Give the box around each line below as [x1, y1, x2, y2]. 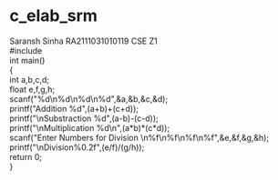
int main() [9, 55, 46, 65]
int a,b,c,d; [9, 74, 50, 85]
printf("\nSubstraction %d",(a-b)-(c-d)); [9, 113, 160, 124]
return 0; [9, 151, 43, 162]
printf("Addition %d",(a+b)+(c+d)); [9, 103, 139, 114]
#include [9, 45, 43, 55]
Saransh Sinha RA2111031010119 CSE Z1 [9, 35, 158, 46]
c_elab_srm [9, 5, 98, 26]
